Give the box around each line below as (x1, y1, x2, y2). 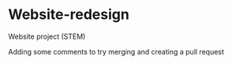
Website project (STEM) (8, 32, 86, 41)
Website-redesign (8, 6, 130, 24)
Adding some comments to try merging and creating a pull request (8, 47, 225, 56)
